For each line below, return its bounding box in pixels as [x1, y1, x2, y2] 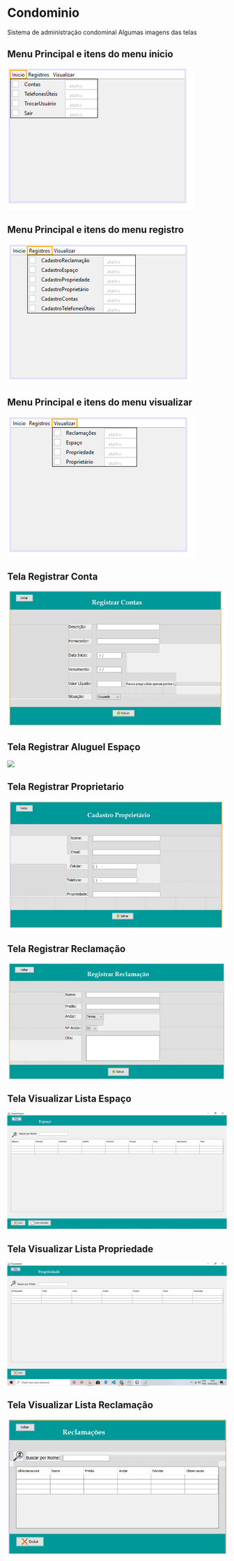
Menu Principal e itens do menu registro [7, 224, 185, 236]
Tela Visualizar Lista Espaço [7, 1093, 132, 1105]
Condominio [7, 5, 80, 21]
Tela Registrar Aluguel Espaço [7, 741, 141, 753]
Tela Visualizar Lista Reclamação [7, 1400, 153, 1411]
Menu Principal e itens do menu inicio [7, 48, 173, 60]
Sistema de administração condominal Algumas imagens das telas [7, 28, 197, 36]
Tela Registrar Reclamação [7, 943, 126, 955]
